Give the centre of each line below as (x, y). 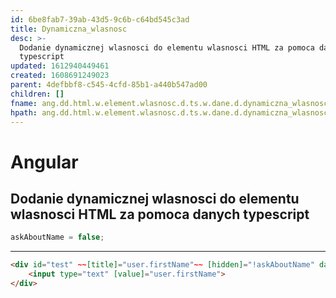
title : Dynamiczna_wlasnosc (69, 29)
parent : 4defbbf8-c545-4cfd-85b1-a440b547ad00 (109, 85)
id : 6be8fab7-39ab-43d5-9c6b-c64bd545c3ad (100, 19)
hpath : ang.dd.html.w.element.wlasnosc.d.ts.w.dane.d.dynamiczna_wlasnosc (169, 112)
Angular (44, 162)
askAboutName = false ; (57, 237)
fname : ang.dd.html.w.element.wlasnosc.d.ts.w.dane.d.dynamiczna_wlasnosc (169, 103)
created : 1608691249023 (60, 76)
